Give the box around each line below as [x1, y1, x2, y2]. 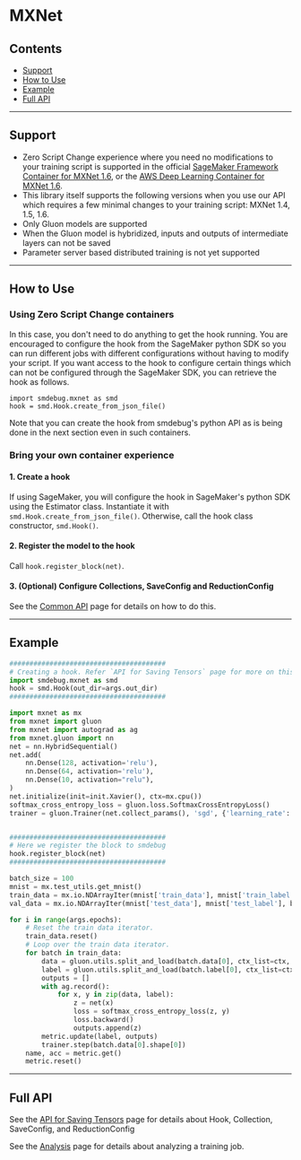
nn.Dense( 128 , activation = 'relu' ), [25, 759, 159, 768]
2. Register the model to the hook [9, 540, 136, 552]
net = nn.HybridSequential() [9, 742, 118, 751]
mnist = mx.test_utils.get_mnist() [9, 882, 142, 891]
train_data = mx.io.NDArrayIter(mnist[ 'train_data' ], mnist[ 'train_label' [9, 890, 295, 900]
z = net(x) [73, 999, 115, 1007]
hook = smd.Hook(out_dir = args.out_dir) [9, 684, 159, 693]
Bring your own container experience [9, 449, 175, 462]
